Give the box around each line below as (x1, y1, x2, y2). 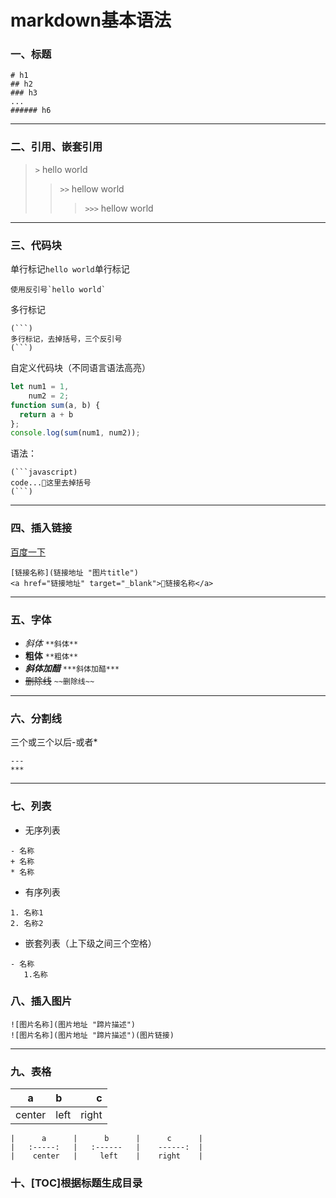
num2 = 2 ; (28, 391, 70, 401)
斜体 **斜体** (24, 637, 79, 649)
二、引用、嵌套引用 (10, 140, 103, 154)
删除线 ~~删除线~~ (24, 674, 95, 686)
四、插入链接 (10, 521, 73, 535)
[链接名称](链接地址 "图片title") (10, 567, 139, 578)
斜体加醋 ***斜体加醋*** (24, 662, 120, 674)
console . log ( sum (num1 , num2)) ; (10, 428, 141, 438)
